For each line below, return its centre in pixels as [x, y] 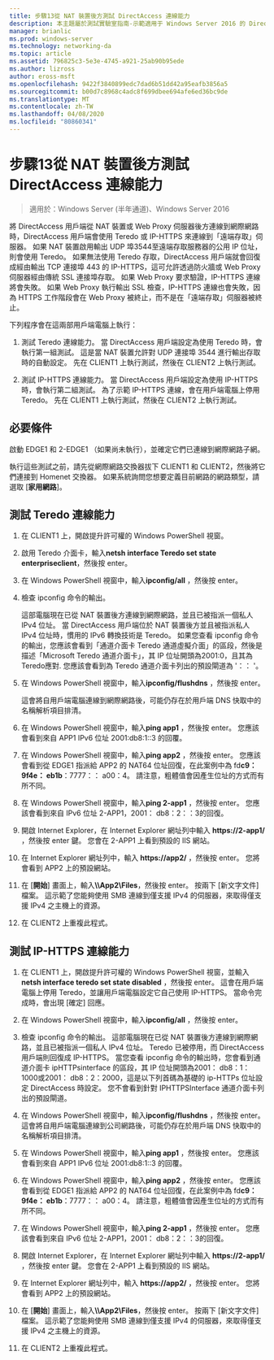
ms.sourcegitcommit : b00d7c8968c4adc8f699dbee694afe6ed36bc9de [119, 91]
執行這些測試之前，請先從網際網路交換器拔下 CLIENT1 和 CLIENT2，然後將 [134, 466]
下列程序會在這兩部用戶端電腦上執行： [73, 324]
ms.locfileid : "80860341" [53, 122]
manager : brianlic [40, 31]
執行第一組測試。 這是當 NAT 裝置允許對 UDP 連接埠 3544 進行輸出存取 [141, 352]
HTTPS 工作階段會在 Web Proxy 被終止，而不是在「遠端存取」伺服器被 [137, 297]
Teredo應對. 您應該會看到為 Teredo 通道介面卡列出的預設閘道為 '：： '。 [142, 666]
